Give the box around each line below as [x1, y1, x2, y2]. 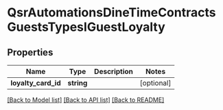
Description [93, 67, 134, 76]
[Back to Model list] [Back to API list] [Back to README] [7, 96, 165, 104]
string [67, 79, 88, 87]
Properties [7, 46, 54, 58]
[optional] [139, 79, 172, 87]
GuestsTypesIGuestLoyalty [7, 19, 166, 35]
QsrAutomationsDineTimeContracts [7, 5, 216, 20]
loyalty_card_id [10, 79, 62, 87]
